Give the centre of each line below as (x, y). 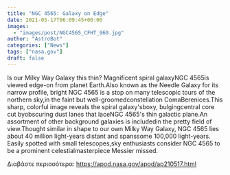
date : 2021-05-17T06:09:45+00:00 (55, 20)
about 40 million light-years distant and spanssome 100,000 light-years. (109, 136)
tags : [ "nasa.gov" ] (35, 52)
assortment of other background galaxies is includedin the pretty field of (110, 121)
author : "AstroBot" (35, 39)
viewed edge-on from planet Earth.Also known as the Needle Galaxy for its (113, 85)
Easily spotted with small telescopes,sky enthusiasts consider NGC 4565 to (114, 143)
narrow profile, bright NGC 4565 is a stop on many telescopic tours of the (111, 92)
